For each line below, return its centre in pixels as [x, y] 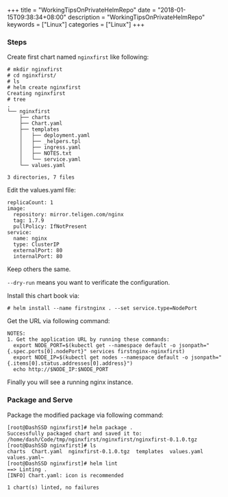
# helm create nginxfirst [44, 88]
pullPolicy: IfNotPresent [50, 227]
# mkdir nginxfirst [35, 70]
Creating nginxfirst [37, 94]
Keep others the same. [39, 269]
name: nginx [30, 239]
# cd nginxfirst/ [32, 76]
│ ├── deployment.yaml [55, 136]
